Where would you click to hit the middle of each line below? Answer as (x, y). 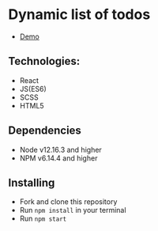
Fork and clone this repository (68, 202)
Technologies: (44, 61)
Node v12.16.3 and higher (61, 150)
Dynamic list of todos (79, 15)
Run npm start (43, 218)
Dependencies (45, 131)
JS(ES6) (33, 89)
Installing (32, 182)
